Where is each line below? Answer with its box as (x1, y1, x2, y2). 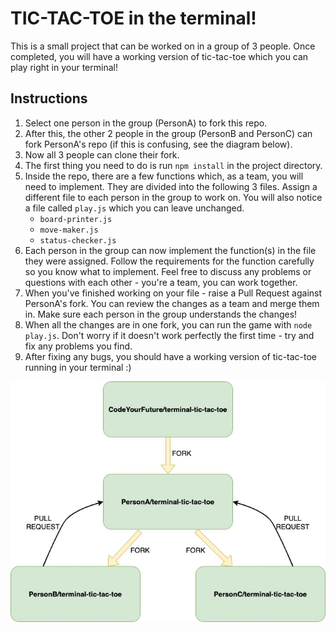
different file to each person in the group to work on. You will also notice (24, 191, 323, 203)
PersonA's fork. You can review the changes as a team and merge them (24, 297, 320, 309)
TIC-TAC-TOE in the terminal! (10, 7, 257, 30)
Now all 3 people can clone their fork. (24, 148, 180, 161)
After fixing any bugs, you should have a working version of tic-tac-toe (24, 350, 318, 362)
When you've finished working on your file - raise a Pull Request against (24, 287, 323, 299)
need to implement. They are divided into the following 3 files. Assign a (24, 180, 318, 192)
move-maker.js (39, 225, 99, 235)
